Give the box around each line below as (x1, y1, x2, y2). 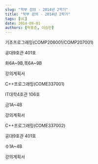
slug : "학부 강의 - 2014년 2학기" (5, 7, 69, 12)
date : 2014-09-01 (5, 21, 41, 26)
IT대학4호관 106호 (5, 92, 40, 97)
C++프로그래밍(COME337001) (5, 81, 65, 87)
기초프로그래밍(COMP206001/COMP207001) (5, 40, 94, 46)
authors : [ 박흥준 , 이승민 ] (5, 25, 54, 30)
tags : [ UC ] (5, 16, 27, 21)
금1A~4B (5, 102, 23, 108)
